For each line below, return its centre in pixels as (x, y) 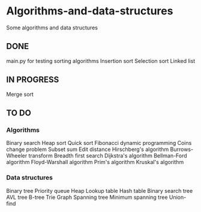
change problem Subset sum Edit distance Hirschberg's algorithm (88, 149)
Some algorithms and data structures (52, 28)
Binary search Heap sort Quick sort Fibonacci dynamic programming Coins (99, 143)
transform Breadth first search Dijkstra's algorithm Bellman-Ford (108, 156)
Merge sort (20, 94)
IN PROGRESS (33, 80)
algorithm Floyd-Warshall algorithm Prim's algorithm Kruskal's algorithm (95, 162)
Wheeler (17, 156)
